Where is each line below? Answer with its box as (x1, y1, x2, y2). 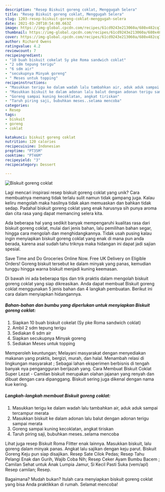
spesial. (5, 246, 21, 252)
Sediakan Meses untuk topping (12, 341, 75, 347)
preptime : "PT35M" (5, 148, 43, 154)
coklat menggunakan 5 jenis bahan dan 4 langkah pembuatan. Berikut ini (5, 286, 153, 292)
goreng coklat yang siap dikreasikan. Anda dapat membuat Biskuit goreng (5, 280, 155, 286)
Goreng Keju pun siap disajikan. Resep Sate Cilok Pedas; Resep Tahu (5, 451, 145, 457)
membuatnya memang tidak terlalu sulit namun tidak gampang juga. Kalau (5, 194, 155, 200)
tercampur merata (12, 410, 49, 416)
